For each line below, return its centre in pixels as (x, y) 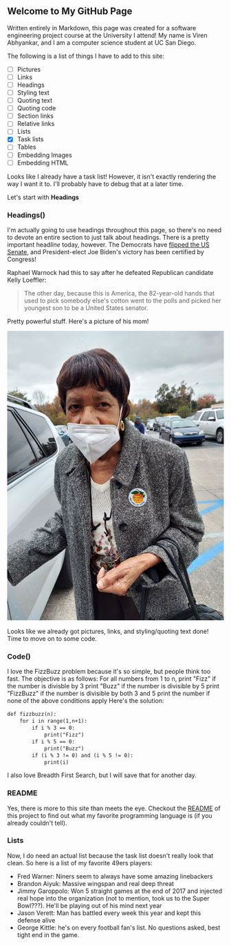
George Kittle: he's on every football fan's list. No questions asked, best (119, 927)
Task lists (30, 139)
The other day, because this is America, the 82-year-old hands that (119, 293)
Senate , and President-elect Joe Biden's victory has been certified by (106, 251)
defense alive (36, 920)
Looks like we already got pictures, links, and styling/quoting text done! (108, 631)
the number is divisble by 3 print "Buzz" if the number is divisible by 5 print (113, 686)
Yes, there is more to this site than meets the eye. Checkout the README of (114, 808)
